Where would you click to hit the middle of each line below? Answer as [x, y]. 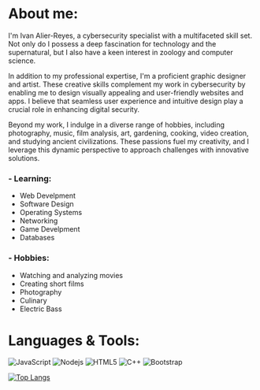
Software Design [47, 204]
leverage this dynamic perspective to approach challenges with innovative [129, 150]
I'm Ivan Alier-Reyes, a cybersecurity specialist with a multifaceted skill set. [130, 35]
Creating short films [52, 284]
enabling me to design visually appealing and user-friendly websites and [126, 92]
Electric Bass [41, 309]
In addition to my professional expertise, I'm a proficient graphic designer [127, 76]
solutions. [24, 158]
